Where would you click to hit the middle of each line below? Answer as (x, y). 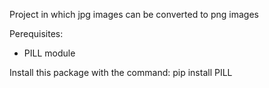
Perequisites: (36, 33)
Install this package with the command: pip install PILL (121, 72)
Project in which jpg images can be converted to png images (134, 14)
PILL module (49, 53)
